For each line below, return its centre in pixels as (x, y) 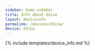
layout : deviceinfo (26, 19)
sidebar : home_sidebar (29, 10)
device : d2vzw (20, 29)
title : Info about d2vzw (31, 15)
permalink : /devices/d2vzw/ (35, 24)
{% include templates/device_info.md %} (48, 43)
